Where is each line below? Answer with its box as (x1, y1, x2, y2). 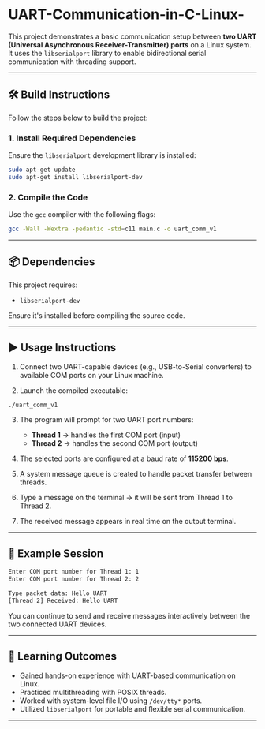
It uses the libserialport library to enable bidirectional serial (8, 48, 207, 58)
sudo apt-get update (8, 166, 77, 174)
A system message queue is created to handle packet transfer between (19, 469, 252, 479)
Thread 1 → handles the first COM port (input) (31, 430, 181, 439)
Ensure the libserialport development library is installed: (8, 151, 196, 160)
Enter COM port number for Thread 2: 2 (8, 575, 140, 583)
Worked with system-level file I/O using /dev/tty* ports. (19, 696, 203, 705)
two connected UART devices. (8, 619, 107, 629)
